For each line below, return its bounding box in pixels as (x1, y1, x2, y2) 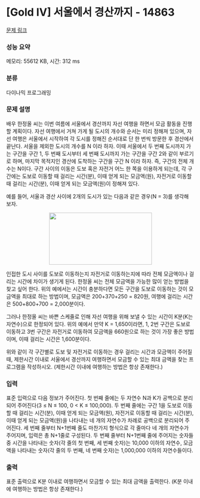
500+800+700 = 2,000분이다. (12, 300, 85, 307)
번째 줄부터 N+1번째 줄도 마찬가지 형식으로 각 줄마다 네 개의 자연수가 (29, 424, 189, 431)
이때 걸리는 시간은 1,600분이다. (19, 335, 91, 342)
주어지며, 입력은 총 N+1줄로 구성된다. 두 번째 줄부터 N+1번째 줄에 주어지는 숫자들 (6, 432, 194, 439)
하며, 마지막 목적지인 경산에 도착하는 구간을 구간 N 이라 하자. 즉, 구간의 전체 (12, 157, 188, 165)
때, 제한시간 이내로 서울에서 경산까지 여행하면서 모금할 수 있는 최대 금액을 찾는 (6, 355, 188, 363)
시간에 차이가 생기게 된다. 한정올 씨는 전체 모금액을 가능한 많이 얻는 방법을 (17, 277, 189, 285)
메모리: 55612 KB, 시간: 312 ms (6, 58, 80, 65)
